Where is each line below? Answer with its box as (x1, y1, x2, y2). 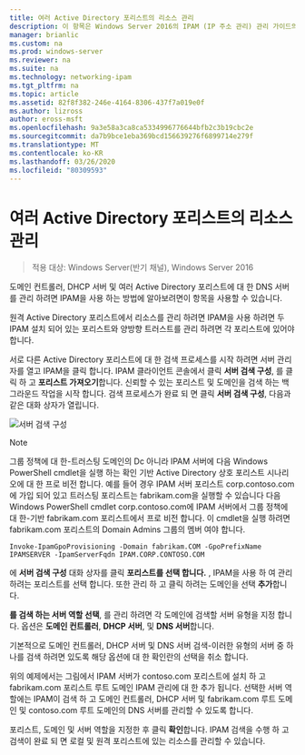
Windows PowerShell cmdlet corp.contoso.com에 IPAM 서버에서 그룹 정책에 (9, 501, 289, 512)
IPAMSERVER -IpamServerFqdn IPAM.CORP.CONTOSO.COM (9, 550, 205, 559)
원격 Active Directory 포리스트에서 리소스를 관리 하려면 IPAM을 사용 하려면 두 (9, 312, 285, 323)
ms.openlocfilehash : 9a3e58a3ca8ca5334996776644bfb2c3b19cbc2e (9, 124, 254, 133)
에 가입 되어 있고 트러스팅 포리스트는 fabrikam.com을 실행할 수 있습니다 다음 (9, 490, 281, 501)
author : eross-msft (9, 115, 84, 124)
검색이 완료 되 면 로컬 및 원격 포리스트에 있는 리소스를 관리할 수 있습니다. (9, 736, 266, 747)
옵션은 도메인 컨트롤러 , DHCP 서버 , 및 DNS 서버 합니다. (21, 620, 215, 632)
